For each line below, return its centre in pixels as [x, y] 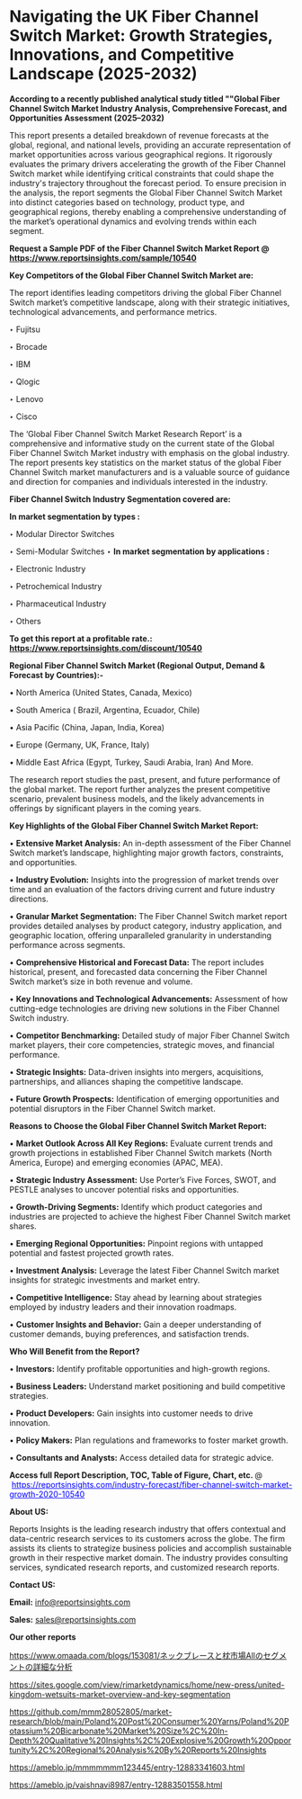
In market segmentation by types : [75, 516]
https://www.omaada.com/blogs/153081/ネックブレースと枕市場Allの [136, 1655]
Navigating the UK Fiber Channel [134, 17]
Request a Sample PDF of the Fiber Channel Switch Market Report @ [139, 248]
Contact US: [32, 1584]
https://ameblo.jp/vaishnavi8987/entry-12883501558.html [116, 1785]
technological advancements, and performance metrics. [113, 311]
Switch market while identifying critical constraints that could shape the [142, 174]
